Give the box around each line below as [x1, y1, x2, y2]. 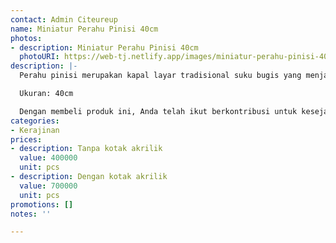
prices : [10, 134, 43, 145]
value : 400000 [19, 153, 78, 163]
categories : [10, 116, 60, 126]
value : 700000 [19, 181, 78, 191]
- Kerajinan [10, 125, 60, 135]
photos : [10, 33, 43, 43]
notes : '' [10, 209, 52, 219]
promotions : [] [10, 199, 74, 210]
